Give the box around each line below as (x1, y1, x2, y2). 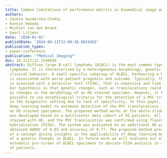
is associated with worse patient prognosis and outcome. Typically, (9, 76, 157, 81)
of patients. (9, 146, 37, 151)
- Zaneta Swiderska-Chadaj (5, 16, 61, 21)
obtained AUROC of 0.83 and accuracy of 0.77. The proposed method (9, 127, 153, 132)
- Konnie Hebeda (5, 21, 39, 26)
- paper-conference (5, 49, 46, 53)
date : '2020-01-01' (5, 35, 46, 40)
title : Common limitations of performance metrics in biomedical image (5, 7, 157, 12)
